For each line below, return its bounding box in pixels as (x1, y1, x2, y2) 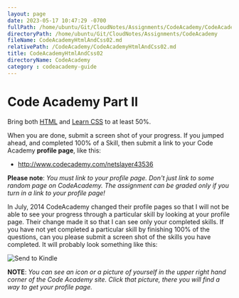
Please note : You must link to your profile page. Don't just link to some (7, 173, 215, 182)
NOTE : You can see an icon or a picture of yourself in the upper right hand (7, 267, 226, 276)
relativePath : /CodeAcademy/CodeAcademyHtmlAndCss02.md (7, 43, 176, 50)
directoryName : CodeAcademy (7, 57, 91, 64)
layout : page (7, 10, 46, 18)
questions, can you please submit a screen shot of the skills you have (7, 232, 211, 241)
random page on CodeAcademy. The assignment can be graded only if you (7, 181, 230, 189)
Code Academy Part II (7, 94, 139, 110)
